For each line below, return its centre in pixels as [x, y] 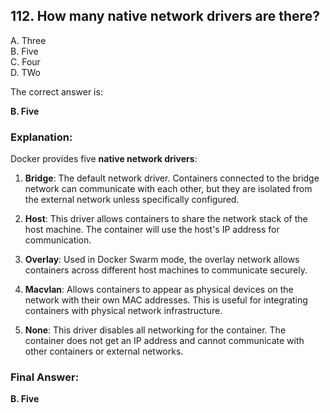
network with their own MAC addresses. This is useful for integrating [166, 300]
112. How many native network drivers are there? [165, 16]
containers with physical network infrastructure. [123, 311]
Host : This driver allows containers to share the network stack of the [166, 219]
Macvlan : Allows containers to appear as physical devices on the [159, 290]
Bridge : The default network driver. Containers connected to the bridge [172, 178]
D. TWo [25, 72]
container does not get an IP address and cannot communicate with [164, 341]
